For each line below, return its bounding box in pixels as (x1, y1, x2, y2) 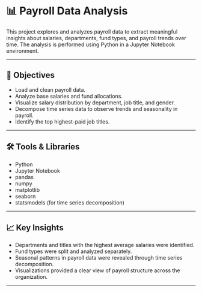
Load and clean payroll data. (14, 86, 86, 93)
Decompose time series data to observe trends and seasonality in (14, 105, 178, 112)
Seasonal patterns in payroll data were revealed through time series (14, 254, 183, 261)
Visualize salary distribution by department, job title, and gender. (14, 99, 176, 106)
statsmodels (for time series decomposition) (14, 198, 125, 206)
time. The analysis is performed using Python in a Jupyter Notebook (6, 41, 176, 48)
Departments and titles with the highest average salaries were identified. (14, 242, 195, 249)
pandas (14, 173, 34, 180)
